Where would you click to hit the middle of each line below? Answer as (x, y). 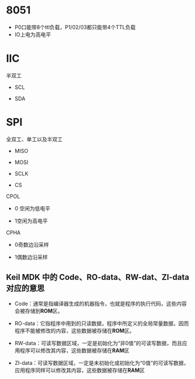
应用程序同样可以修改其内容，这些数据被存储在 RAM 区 (80, 370)
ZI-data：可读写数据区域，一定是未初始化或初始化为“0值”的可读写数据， (102, 363)
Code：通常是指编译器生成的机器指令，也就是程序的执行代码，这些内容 (101, 303)
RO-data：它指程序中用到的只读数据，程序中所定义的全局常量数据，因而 (102, 323)
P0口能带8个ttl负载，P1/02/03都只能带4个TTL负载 (75, 27)
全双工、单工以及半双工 (34, 139)
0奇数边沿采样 (32, 244)
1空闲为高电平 (31, 221)
